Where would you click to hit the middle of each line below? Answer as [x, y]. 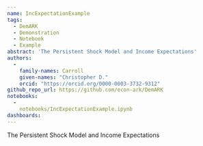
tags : [15, 20]
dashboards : [24, 115]
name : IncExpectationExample [49, 13]
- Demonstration [36, 33]
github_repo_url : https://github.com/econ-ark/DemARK [85, 90]
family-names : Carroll [52, 71]
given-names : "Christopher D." [64, 77]
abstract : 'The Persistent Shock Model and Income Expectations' [102, 52]
